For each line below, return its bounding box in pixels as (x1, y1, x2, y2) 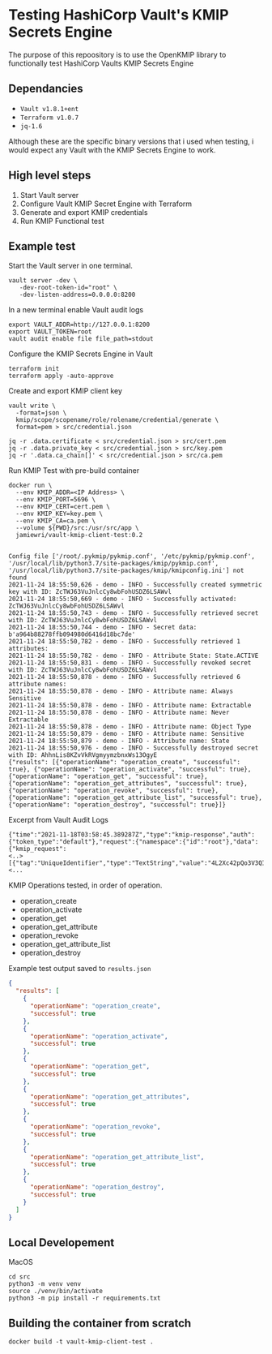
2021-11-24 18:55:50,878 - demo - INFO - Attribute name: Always (8, 687, 233, 695)
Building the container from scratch (8, 1316, 192, 1330)
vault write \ (8, 402, 57, 410)
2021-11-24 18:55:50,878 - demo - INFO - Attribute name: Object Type (8, 723, 252, 731)
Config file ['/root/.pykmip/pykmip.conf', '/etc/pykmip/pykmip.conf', (8, 552, 255, 561)
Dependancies (8, 82, 83, 96)
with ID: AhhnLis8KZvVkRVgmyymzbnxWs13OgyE (8, 751, 158, 759)
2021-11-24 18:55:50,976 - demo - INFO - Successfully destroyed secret (8, 744, 259, 752)
